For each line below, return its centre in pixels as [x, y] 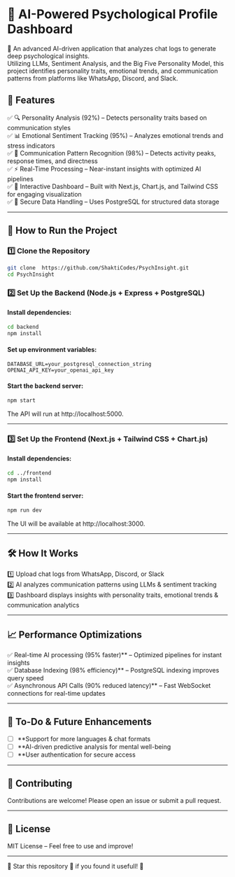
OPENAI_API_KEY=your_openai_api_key [60, 370]
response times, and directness [52, 161]
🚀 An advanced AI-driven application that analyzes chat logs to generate [112, 48]
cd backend [23, 327]
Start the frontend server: [45, 496]
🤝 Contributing [40, 784]
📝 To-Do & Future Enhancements [79, 722]
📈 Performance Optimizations [74, 634]
